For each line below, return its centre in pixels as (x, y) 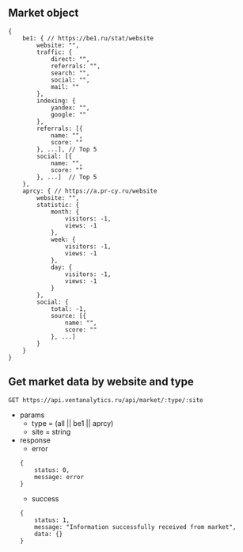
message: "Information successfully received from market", (135, 527)
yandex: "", (70, 107)
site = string (51, 431)
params (32, 415)
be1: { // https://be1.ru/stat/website (88, 38)
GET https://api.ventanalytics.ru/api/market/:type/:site (106, 400)
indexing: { (57, 101)
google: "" (68, 114)
